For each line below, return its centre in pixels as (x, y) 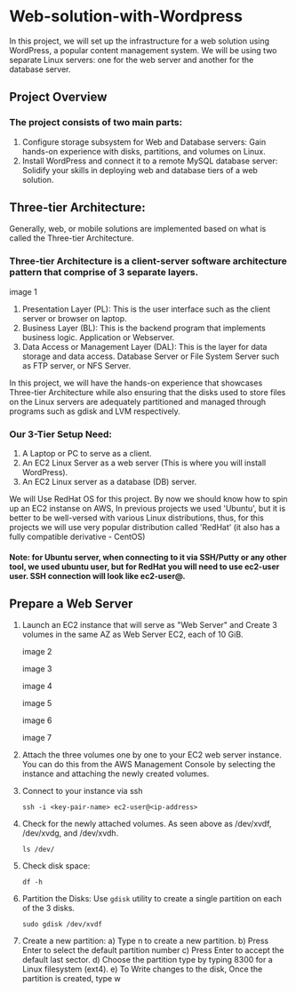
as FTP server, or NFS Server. (76, 365)
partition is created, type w (72, 979)
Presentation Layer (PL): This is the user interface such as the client (146, 309)
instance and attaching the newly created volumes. (116, 774)
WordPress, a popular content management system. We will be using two (143, 50)
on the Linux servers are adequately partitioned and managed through (138, 401)
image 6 (37, 720)
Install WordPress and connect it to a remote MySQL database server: (150, 161)
